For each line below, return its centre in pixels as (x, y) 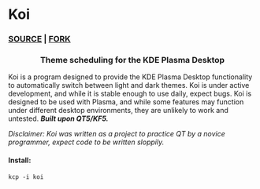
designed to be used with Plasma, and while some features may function (126, 102)
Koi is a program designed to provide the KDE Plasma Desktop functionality (130, 77)
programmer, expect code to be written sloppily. (86, 142)
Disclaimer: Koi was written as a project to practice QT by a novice (117, 134)
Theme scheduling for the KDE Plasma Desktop (132, 60)
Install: (20, 160)
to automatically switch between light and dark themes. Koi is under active (129, 85)
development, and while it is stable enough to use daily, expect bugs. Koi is (130, 94)
